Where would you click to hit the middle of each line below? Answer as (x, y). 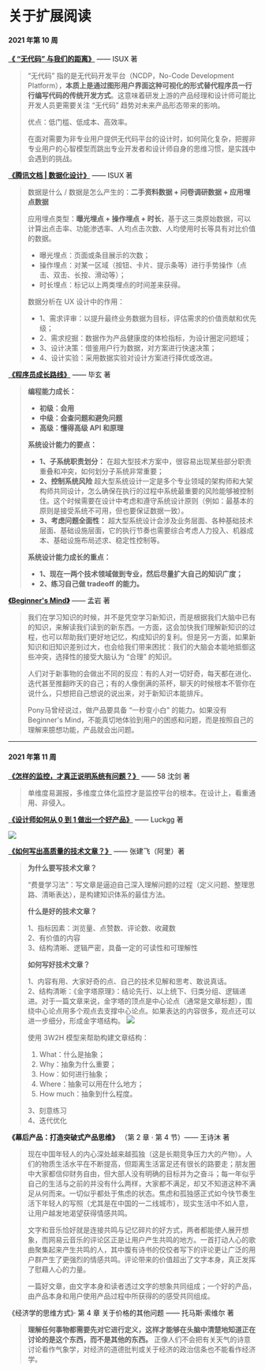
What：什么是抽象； (72, 1054)
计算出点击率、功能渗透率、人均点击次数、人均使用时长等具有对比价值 (142, 229)
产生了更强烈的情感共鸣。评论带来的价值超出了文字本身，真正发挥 (149, 1259)
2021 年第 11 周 (32, 757)
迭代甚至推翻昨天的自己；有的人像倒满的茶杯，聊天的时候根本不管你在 (142, 684)
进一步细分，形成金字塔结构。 (76, 1021)
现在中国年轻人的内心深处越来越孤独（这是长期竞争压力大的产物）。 (136, 1154)
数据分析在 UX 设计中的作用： (76, 302)
